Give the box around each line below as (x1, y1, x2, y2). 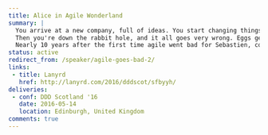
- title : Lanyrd (11, 71, 66, 79)
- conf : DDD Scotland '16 (11, 93, 98, 101)
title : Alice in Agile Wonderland (8, 11, 124, 20)
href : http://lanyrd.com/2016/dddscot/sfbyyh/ (18, 78, 177, 86)
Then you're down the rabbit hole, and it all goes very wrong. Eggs (15, 33, 251, 42)
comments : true (8, 115, 59, 123)
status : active (8, 48, 59, 56)
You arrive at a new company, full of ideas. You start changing (15, 26, 238, 34)
